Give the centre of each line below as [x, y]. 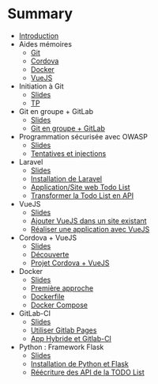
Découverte [50, 254]
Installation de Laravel [66, 178]
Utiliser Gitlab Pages [64, 330]
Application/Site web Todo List [81, 187]
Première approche [62, 288]
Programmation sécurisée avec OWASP [83, 136]
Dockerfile [47, 296]
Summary [40, 14]
